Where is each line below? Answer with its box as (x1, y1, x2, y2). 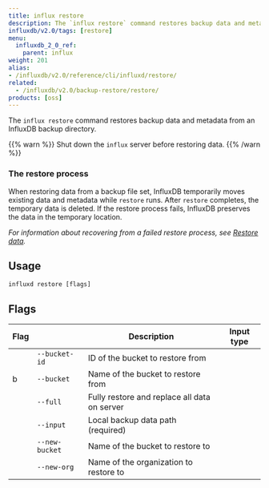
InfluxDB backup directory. (8, 124, 97, 134)
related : (8, 79, 38, 87)
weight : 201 (8, 57, 48, 65)
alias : (8, 64, 30, 72)
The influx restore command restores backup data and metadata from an (8, 115, 255, 125)
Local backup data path (87, 414, 177, 425)
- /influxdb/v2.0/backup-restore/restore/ (15, 86, 159, 95)
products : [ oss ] (8, 94, 62, 102)
